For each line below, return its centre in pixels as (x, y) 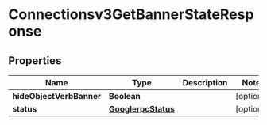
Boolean (125, 96)
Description (205, 83)
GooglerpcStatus (141, 109)
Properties (35, 61)
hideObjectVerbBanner (57, 96)
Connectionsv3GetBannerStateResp (131, 15)
